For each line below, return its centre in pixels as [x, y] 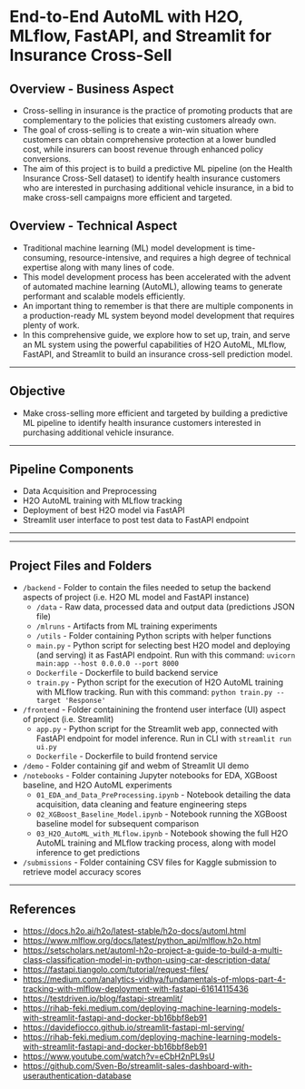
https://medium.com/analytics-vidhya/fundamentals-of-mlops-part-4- [154, 979]
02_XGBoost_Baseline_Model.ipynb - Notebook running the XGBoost [162, 814]
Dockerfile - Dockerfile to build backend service [127, 673]
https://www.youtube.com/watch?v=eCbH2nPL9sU [118, 1056]
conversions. [47, 159]
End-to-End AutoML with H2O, [126, 17]
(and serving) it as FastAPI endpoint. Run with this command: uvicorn [166, 655]
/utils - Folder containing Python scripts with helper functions [154, 636]
